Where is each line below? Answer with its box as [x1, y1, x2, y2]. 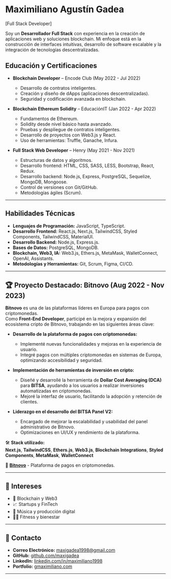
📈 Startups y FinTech [12, 501, 58, 508]
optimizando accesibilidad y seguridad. [20, 357, 103, 364]
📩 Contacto [5, 534, 42, 542]
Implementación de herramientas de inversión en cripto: [12, 367, 134, 373]
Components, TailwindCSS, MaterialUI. [12, 233, 94, 239]
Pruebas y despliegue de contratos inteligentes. [20, 126, 121, 132]
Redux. [20, 167, 36, 174]
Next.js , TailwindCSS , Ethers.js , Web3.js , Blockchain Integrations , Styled [5, 447, 164, 453]
